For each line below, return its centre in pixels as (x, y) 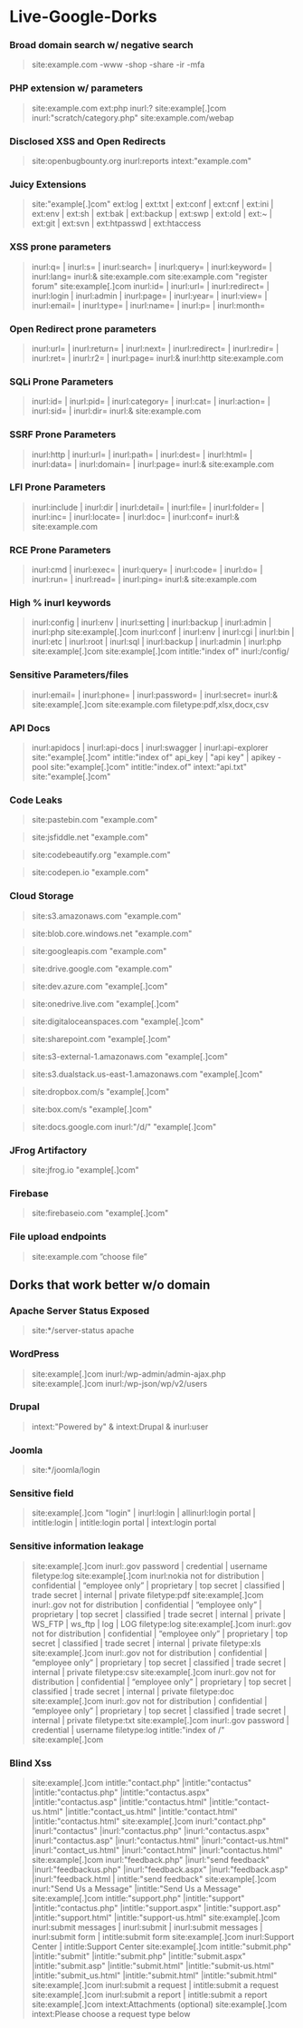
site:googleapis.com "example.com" (99, 951)
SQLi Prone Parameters (62, 381)
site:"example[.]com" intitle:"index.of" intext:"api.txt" (148, 767)
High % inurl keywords (60, 603)
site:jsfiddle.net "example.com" (90, 837)
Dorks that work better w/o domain (110, 1285)
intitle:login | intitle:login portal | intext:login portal (124, 1523)
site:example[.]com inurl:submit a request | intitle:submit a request (155, 1985)
